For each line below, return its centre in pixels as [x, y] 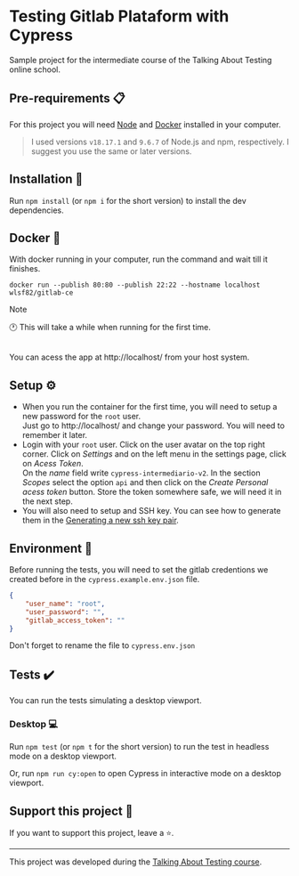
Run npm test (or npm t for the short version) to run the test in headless [139, 747]
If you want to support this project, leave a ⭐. [92, 833]
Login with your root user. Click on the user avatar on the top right [143, 445]
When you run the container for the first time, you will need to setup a [149, 407]
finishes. [25, 269]
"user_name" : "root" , [65, 604]
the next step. [47, 501]
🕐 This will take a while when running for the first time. [110, 328]
